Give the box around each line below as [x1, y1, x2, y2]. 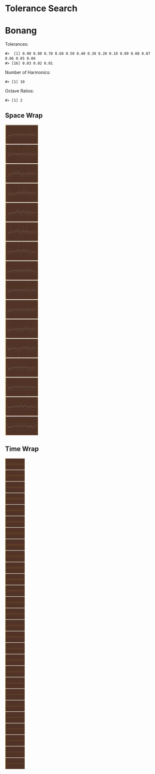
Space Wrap [5, 111, 43, 120]
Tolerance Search [5, 3, 77, 14]
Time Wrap [5, 445, 39, 453]
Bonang [5, 25, 37, 36]
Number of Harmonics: [5, 69, 51, 75]
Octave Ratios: [5, 88, 34, 94]
